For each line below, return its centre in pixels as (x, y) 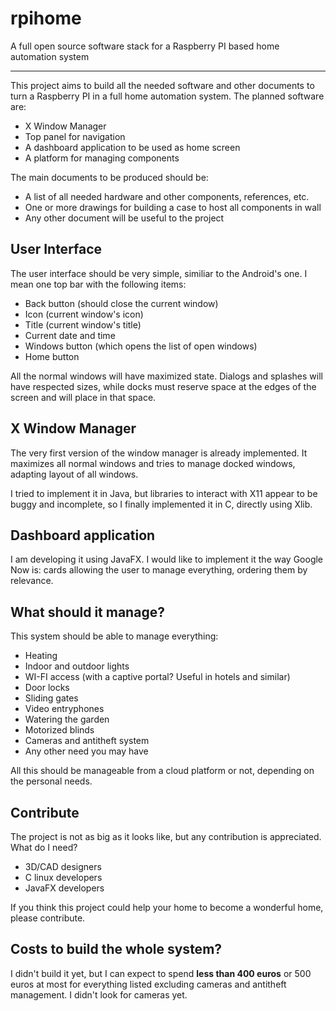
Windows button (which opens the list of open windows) (141, 346)
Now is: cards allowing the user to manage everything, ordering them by (159, 570)
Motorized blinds (59, 730)
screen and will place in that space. (83, 397)
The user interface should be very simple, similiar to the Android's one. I (159, 273)
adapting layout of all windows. (74, 474)
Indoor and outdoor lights (77, 666)
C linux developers (63, 877)
